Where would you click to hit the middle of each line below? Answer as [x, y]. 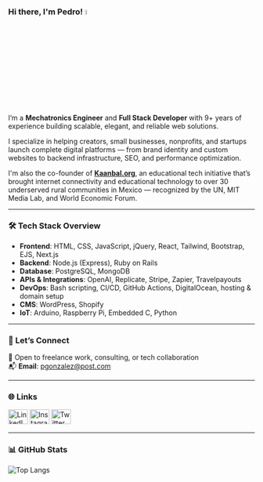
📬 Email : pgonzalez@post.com [59, 366]
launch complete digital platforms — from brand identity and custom [118, 149]
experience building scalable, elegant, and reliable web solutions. [113, 126]
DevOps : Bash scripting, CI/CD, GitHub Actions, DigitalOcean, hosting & [135, 288]
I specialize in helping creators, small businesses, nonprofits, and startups [128, 141]
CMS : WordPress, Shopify [61, 304]
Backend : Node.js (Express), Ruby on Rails [88, 263]
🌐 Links [23, 397]
